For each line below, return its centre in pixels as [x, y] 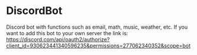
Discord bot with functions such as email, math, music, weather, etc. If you [97, 27]
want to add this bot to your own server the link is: [67, 33]
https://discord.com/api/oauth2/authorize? [58, 39]
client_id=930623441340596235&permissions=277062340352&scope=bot [98, 46]
